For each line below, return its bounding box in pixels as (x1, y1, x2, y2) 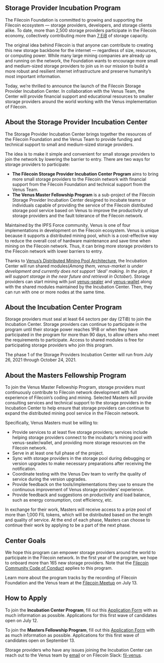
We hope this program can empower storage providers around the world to (5, 550, 156, 556)
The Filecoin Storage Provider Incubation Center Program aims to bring (12, 171, 159, 177)
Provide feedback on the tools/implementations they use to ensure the (12, 481, 154, 487)
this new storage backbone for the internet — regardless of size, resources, (5, 47, 158, 53)
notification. (12, 466, 37, 472)
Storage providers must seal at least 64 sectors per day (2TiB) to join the (5, 316, 152, 322)
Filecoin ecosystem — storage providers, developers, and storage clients (5, 22, 152, 28)
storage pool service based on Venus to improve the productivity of (12, 207, 148, 213)
